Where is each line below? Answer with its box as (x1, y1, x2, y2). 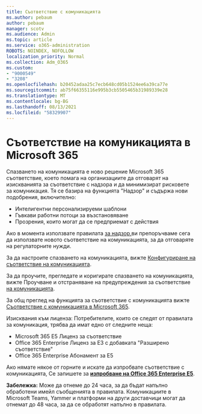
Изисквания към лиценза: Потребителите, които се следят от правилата (6, 315, 194, 322)
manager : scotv (6, 25, 44, 32)
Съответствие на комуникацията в (6, 135, 191, 149)
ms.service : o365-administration (6, 43, 90, 49)
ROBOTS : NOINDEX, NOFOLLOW (6, 48, 74, 54)
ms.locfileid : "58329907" (6, 110, 71, 116)
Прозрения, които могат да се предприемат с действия (14, 218, 159, 226)
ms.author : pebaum (6, 14, 52, 20)
